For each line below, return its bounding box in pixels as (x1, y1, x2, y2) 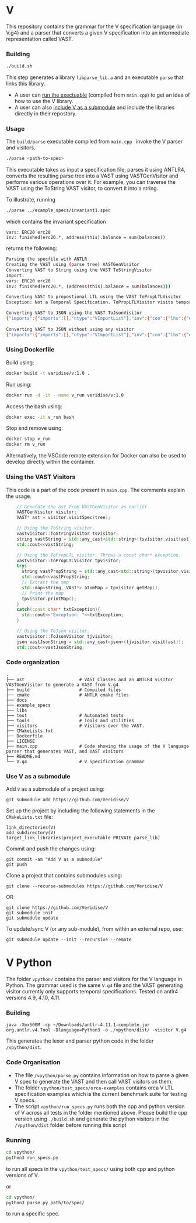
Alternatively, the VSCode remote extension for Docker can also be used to (6, 452, 187, 459)
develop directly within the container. (6, 458, 95, 466)
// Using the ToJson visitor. (16, 628, 90, 634)
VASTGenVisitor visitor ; (16, 509, 77, 515)
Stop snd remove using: (6, 425, 63, 432)
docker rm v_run (6, 442, 45, 447)
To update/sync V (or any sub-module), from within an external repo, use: (6, 925, 183, 932)
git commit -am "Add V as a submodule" (6, 856, 103, 863)
